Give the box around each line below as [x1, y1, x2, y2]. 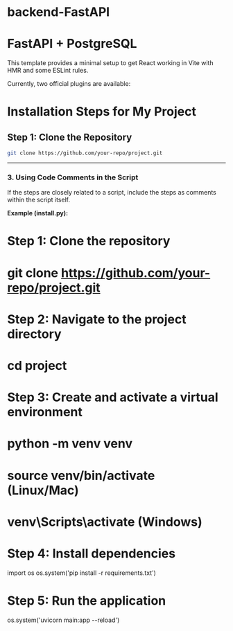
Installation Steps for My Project [7, 104, 196, 120]
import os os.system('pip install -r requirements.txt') [7, 569, 156, 577]
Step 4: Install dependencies [7, 545, 175, 561]
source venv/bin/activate [7, 468, 155, 483]
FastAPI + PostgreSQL [7, 36, 137, 52]
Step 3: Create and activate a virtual [7, 389, 218, 405]
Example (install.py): [7, 209, 68, 217]
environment [7, 405, 83, 420]
